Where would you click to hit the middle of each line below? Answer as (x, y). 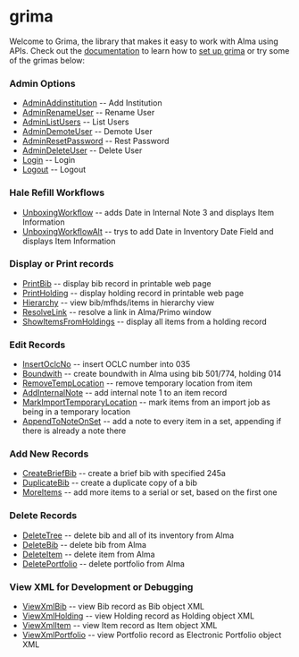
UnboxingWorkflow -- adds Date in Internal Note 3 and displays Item (148, 212)
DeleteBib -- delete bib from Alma (84, 544)
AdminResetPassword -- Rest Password (96, 141)
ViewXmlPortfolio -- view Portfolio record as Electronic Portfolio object (152, 635)
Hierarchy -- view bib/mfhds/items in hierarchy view (118, 303)
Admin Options (42, 83)
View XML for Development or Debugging (101, 586)
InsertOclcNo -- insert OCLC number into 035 (106, 364)
